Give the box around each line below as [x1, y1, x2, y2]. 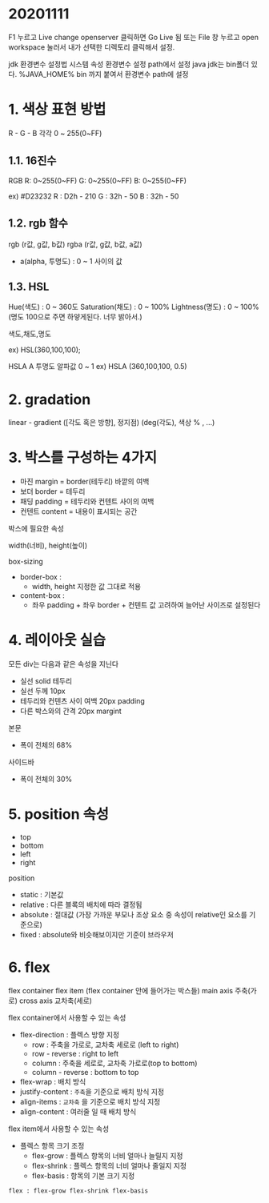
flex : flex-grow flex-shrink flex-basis [8, 1187, 149, 1195]
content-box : [19, 591, 66, 600]
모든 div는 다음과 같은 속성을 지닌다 [8, 660, 118, 669]
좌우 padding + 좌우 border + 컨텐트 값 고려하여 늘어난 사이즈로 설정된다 [31, 600, 261, 610]
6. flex [8, 958, 50, 976]
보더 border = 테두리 [19, 487, 86, 496]
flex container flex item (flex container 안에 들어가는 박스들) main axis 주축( [8, 986, 251, 995]
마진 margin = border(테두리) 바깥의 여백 [19, 477, 150, 487]
